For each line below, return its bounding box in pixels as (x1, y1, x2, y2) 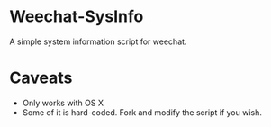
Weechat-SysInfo (9, 6, 144, 27)
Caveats (9, 68, 73, 88)
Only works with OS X (22, 97, 104, 108)
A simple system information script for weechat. (9, 36, 187, 47)
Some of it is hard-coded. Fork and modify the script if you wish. (22, 106, 263, 118)
